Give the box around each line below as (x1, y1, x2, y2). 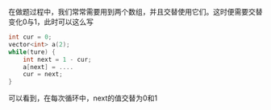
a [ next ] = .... (23, 63, 74, 71)
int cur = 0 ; (8, 33, 52, 41)
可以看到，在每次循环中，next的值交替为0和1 (8, 93, 158, 103)
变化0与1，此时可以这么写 (8, 17, 94, 26)
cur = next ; (23, 71, 63, 79)
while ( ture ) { (8, 47, 56, 56)
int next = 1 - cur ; (23, 55, 92, 63)
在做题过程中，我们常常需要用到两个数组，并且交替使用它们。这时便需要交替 (8, 7, 263, 16)
